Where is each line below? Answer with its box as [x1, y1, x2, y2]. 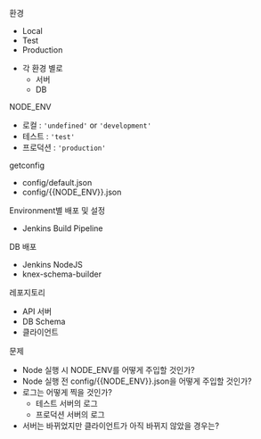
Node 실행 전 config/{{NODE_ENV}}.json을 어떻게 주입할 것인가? [21, 376, 252, 386]
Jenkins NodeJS [21, 260, 83, 269]
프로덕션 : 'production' [21, 142, 107, 153]
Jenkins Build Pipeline [21, 223, 103, 234]
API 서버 [21, 306, 52, 317]
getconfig [9, 160, 45, 170]
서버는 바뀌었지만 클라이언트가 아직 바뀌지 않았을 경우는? [21, 420, 220, 431]
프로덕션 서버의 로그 [35, 410, 105, 419]
